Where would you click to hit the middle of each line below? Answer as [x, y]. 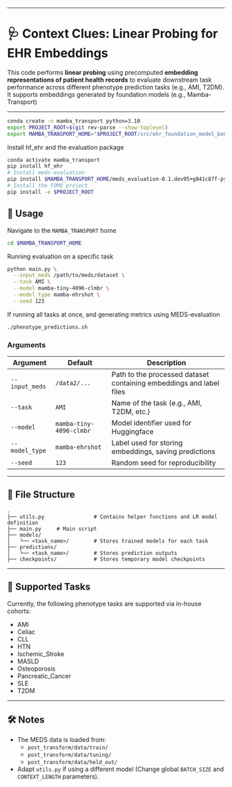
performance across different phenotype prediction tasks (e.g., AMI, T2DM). [116, 87]
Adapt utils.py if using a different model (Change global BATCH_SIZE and [120, 769]
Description [166, 362]
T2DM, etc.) [131, 412]
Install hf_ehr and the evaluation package [66, 147]
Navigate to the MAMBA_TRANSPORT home [62, 230]
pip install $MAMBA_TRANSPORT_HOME [58, 179]
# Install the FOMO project [48, 186]
